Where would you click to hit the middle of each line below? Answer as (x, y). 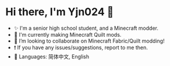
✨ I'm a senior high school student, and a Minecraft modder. (86, 28)
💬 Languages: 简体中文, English (52, 56)
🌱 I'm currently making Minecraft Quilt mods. (68, 34)
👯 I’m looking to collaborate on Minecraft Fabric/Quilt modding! (89, 41)
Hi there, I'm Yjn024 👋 (60, 12)
